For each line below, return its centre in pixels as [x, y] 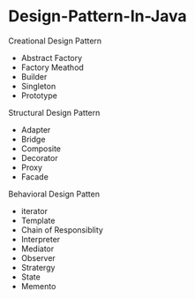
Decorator [39, 157]
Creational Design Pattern [55, 41]
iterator [34, 211]
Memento [38, 286]
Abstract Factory [52, 57]
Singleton [38, 86]
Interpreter [41, 239]
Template [38, 220]
